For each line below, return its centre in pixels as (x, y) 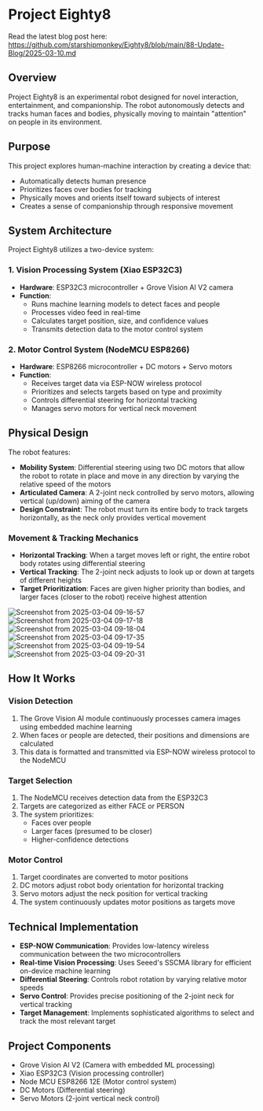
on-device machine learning (65, 971)
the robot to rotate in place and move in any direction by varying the (129, 476)
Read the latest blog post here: (58, 36)
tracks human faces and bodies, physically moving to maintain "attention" (128, 113)
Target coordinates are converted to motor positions (104, 877)
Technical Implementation (73, 927)
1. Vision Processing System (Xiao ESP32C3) (95, 270)
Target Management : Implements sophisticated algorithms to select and (137, 1013)
